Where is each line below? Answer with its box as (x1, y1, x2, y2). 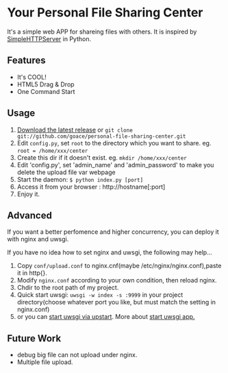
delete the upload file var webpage (16, 168, 116, 176)
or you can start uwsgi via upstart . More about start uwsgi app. (16, 313, 195, 321)
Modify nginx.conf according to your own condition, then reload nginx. (16, 276, 217, 285)
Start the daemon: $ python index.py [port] (16, 175, 144, 183)
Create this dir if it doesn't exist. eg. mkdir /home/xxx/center (16, 153, 187, 162)
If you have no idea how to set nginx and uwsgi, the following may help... (7, 248, 212, 256)
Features (7, 55, 46, 67)
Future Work (7, 333, 62, 344)
